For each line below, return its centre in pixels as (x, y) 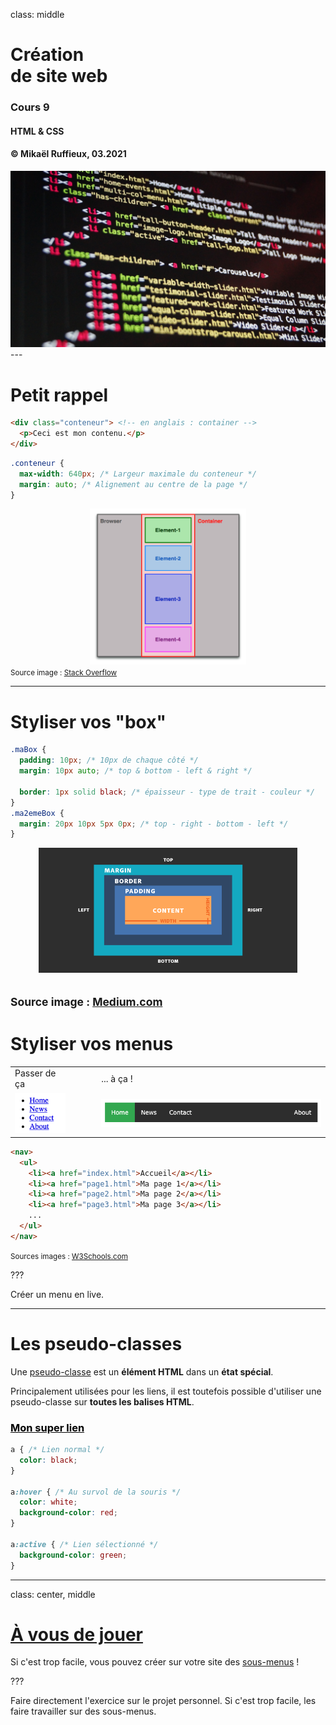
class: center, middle (53, 1594)
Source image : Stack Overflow (64, 673)
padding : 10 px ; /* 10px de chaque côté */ (109, 760)
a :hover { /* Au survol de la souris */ (96, 1492)
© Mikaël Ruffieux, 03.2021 (68, 154)
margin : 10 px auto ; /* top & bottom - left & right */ (136, 771)
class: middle (37, 14)
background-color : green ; (73, 1555)
